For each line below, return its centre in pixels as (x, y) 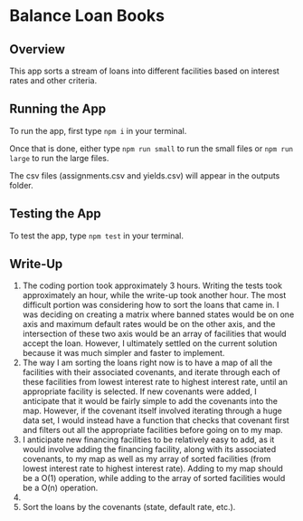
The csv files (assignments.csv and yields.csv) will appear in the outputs (145, 175)
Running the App (58, 109)
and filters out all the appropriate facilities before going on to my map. (152, 430)
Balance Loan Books (87, 16)
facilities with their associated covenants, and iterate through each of (151, 372)
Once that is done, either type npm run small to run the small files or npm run (151, 148)
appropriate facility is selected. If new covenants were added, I (140, 391)
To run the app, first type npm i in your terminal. (98, 130)
